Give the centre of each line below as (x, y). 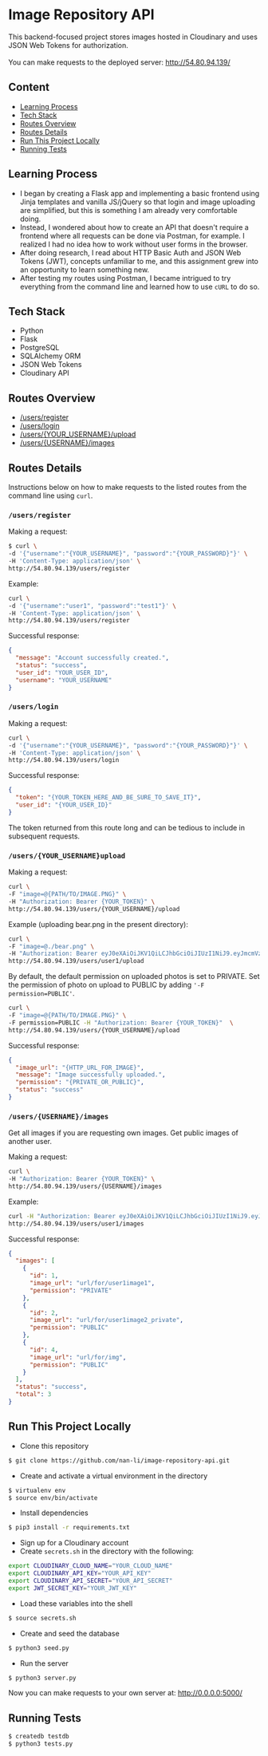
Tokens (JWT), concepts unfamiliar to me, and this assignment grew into (139, 261)
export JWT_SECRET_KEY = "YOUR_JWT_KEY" (73, 1588)
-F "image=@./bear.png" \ (51, 946)
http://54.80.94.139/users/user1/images (77, 1223)
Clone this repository (54, 1446)
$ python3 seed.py (39, 1648)
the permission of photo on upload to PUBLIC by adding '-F (106, 985)
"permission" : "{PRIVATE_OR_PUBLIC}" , (80, 1083)
